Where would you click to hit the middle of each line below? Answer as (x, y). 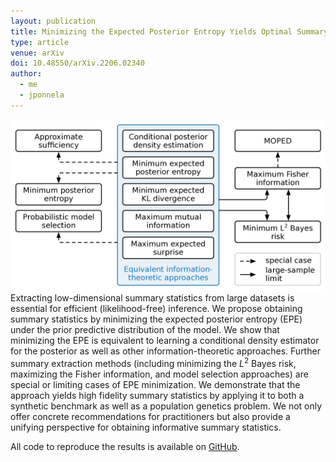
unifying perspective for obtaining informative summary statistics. (146, 427)
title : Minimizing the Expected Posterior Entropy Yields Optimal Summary (169, 31)
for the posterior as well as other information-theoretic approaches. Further (165, 351)
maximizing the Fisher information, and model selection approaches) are (159, 374)
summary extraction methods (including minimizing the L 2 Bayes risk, (153, 362)
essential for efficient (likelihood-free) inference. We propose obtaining (156, 308)
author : (26, 74)
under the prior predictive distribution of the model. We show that (145, 329)
